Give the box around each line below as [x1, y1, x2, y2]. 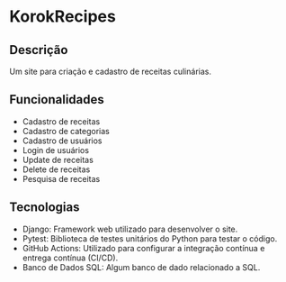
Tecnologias [9, 200, 80, 215]
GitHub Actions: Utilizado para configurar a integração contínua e [22, 242, 265, 253]
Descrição [9, 42, 68, 58]
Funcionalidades [9, 92, 105, 107]
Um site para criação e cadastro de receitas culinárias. [9, 66, 211, 77]
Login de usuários [22, 144, 90, 155]
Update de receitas [22, 154, 94, 165]
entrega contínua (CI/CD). [22, 252, 119, 263]
